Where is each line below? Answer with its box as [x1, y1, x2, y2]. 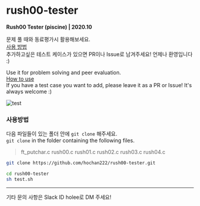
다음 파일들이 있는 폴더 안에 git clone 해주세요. [6, 130, 118, 137]
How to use [6, 75, 35, 82]
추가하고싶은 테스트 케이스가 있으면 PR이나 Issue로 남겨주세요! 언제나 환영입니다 [6, 50, 193, 57]
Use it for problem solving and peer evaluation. [6, 69, 121, 76]
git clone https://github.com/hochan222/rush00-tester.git [6, 160, 156, 166]
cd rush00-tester [6, 171, 49, 177]
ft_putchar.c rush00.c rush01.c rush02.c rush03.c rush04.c [20, 149, 165, 156]
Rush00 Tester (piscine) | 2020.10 [6, 23, 92, 30]
